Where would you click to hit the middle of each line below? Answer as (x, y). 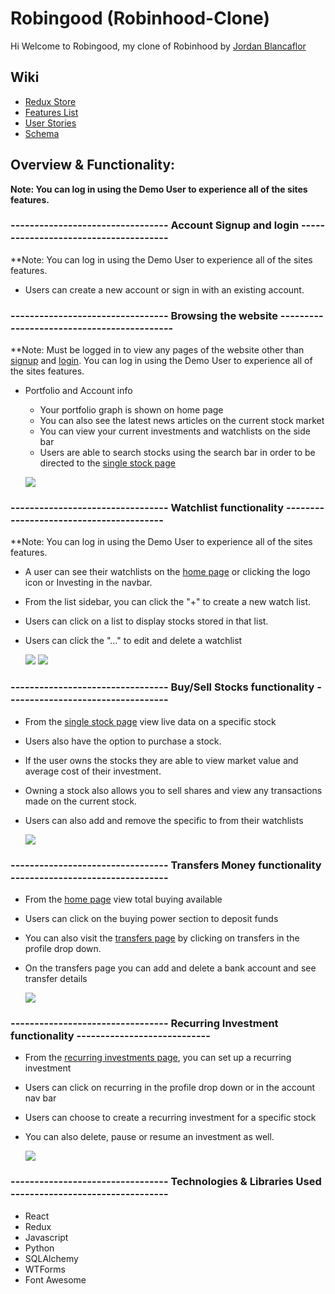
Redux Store (50, 101)
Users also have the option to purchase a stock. (123, 741)
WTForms (45, 1269)
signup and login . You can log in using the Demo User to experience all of (161, 361)
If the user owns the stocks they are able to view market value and (161, 760)
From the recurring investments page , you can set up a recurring (158, 1058)
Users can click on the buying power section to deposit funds (151, 919)
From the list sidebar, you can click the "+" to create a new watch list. (168, 602)
